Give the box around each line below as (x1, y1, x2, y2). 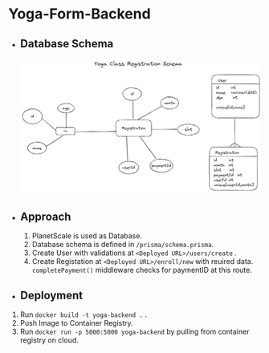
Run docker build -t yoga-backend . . (19, 310, 148, 319)
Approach (19, 209, 71, 223)
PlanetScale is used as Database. (31, 231, 143, 241)
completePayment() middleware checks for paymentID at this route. (31, 266, 253, 275)
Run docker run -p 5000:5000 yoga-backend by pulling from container (19, 327, 250, 337)
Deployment (19, 288, 83, 302)
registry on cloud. (19, 335, 79, 345)
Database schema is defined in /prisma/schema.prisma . (31, 240, 214, 250)
